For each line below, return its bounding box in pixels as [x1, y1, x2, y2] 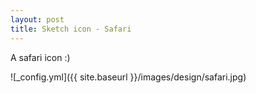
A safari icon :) [10, 51, 71, 63]
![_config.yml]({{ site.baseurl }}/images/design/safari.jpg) [10, 71, 247, 83]
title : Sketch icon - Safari [10, 24, 132, 34]
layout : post [10, 14, 65, 25]
